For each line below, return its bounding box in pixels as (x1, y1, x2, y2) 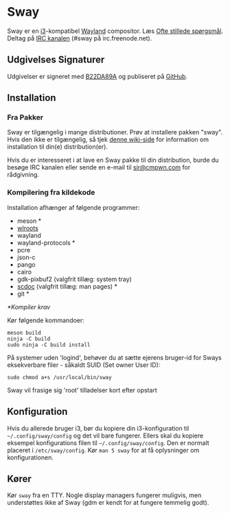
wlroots (16, 224, 39, 232)
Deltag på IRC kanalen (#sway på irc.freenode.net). (7, 34, 152, 42)
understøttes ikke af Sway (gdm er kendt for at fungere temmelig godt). (7, 499, 209, 507)
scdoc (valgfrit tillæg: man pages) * (16, 282, 118, 290)
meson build (7, 329, 41, 336)
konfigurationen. (7, 453, 54, 462)
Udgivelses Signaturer (7, 54, 105, 66)
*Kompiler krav (7, 302, 51, 311)
